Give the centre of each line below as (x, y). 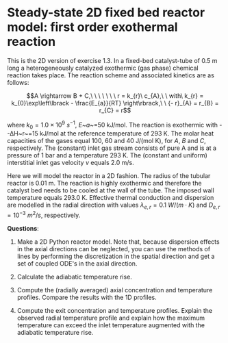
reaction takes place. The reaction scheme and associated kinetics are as (111, 75)
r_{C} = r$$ (115, 110)
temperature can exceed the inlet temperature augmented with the (111, 325)
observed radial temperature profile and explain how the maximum (111, 318)
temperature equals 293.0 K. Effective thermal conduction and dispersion (111, 198)
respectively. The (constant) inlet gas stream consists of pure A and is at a (112, 148)
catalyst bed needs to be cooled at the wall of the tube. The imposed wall (111, 190)
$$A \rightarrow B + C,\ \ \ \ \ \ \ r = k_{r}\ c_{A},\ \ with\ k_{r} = (115, 96)
